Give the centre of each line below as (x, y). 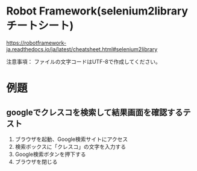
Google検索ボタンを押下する (50, 154)
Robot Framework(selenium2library (97, 11)
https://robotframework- (36, 43)
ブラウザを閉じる (36, 161)
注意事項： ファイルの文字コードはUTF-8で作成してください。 (83, 61)
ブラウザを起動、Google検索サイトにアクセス (71, 139)
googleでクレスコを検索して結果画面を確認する (95, 112)
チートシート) (40, 26)
